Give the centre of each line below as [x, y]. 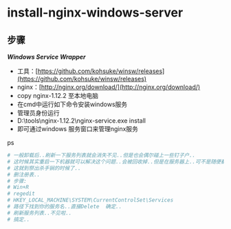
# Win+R [18, 188]
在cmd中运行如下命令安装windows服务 [72, 104]
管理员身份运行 [38, 113]
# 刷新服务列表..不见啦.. [40, 213]
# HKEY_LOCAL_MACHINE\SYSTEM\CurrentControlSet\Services [90, 200]
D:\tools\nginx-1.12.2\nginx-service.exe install [81, 121]
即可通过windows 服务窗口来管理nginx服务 [78, 129]
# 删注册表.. [24, 175]
